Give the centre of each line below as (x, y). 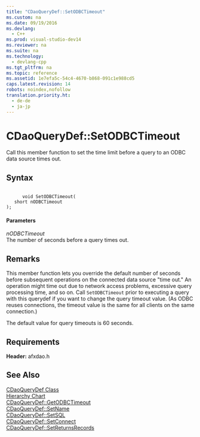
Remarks (23, 259)
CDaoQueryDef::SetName (38, 408)
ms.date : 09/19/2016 (32, 23)
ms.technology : (25, 56)
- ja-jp (21, 106)
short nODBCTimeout (38, 202)
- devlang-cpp (29, 62)
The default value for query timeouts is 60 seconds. (70, 323)
